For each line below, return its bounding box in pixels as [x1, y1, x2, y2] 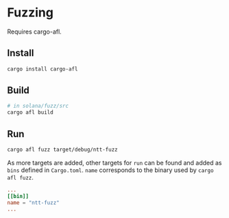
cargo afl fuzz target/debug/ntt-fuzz [7, 146, 118, 153]
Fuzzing [7, 5, 53, 21]
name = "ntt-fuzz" [7, 199, 60, 206]
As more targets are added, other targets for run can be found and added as [7, 158, 222, 167]
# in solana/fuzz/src [7, 103, 69, 110]
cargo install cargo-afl [7, 65, 78, 73]
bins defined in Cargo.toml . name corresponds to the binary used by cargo [7, 166, 214, 174]
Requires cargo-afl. [7, 27, 62, 36]
